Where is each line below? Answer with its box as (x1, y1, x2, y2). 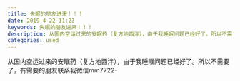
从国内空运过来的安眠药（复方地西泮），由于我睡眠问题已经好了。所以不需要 (7, 58, 230, 66)
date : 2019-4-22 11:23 (7, 17, 75, 24)
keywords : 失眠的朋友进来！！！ (7, 23, 93, 31)
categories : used (7, 37, 59, 44)
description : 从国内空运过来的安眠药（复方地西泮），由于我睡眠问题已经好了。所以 (7, 30, 222, 38)
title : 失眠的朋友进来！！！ (7, 10, 84, 18)
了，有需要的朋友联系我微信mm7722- (7, 66, 118, 75)
